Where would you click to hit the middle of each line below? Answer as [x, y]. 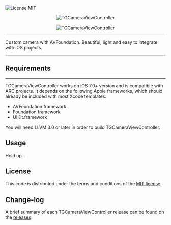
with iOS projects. [24, 48]
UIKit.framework [30, 117]
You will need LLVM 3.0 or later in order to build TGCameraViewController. [83, 127]
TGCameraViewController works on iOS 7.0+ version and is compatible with [84, 85]
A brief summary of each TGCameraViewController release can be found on [85, 212]
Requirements [28, 69]
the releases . [19, 217]
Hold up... [16, 155]
